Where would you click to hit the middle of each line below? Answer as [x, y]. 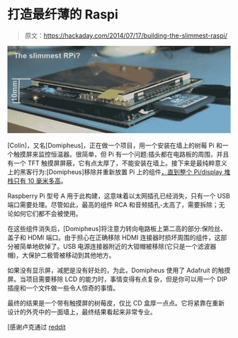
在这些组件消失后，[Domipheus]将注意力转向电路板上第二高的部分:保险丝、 [117, 228]
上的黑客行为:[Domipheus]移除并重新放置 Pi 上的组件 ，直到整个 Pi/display [115, 171]
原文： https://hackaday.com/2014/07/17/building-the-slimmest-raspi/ [126, 35]
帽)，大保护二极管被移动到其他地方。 [61, 255]
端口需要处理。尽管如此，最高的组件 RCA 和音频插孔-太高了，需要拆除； [113, 204]
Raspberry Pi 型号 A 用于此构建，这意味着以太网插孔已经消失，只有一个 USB [119, 196]
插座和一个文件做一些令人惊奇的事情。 [63, 288]
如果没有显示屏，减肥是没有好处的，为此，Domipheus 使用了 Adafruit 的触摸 [119, 270]
